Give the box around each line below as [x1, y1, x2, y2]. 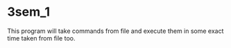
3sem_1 [7, 4, 51, 20]
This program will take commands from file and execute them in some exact [7, 27, 224, 35]
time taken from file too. [7, 34, 76, 42]
